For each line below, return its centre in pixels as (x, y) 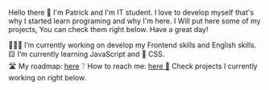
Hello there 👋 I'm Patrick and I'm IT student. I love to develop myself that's (131, 12)
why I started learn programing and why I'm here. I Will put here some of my (134, 21)
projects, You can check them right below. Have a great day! (108, 29)
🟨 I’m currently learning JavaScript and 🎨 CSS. (87, 54)
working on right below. (48, 78)
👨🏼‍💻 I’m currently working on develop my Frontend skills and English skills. (132, 45)
